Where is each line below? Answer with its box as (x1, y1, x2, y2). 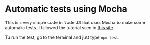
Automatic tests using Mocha (5, 3, 127, 15)
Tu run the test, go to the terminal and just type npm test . (5, 34, 120, 40)
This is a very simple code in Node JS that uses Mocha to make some (5, 20, 145, 25)
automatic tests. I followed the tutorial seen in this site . (5, 24, 115, 30)
